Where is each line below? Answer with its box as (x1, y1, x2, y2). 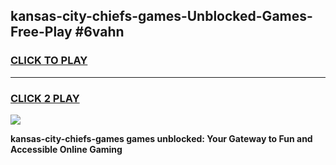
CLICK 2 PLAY (10, 91, 80, 105)
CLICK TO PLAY (10, 54, 88, 68)
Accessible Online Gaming (10, 143, 123, 155)
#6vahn (74, 24, 125, 41)
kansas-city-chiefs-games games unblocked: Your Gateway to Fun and (10, 132, 313, 144)
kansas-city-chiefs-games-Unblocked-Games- (10, 8, 313, 25)
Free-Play (10, 24, 73, 41)
